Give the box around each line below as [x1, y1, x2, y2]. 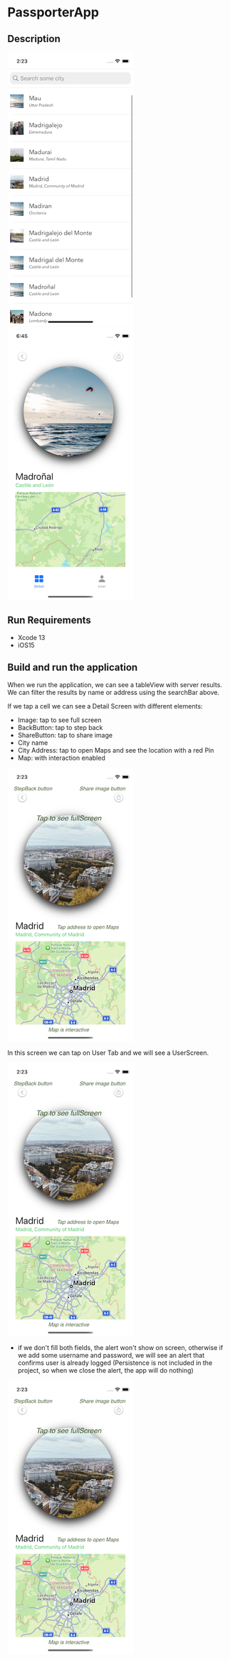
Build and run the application [7, 661, 138, 674]
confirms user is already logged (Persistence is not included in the [17, 1359, 213, 1367]
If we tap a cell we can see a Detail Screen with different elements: [7, 701, 203, 710]
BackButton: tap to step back [17, 723, 103, 731]
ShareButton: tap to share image [17, 731, 113, 739]
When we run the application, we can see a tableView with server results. [7, 680, 223, 689]
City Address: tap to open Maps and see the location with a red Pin [17, 746, 214, 754]
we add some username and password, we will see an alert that [17, 1351, 205, 1359]
